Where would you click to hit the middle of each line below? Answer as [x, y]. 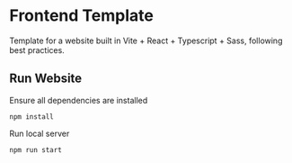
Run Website [46, 79]
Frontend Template [82, 16]
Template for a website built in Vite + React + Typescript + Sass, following [146, 41]
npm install [31, 117]
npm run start [36, 149]
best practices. [37, 50]
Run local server [40, 133]
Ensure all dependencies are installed [79, 100]
